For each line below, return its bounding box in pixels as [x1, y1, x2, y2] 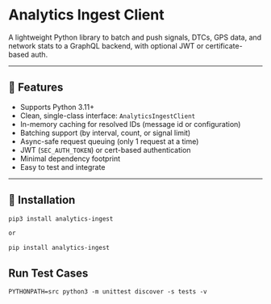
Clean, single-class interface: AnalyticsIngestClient [19, 111, 196, 120]
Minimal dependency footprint [19, 154, 121, 163]
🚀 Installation [8, 193, 76, 207]
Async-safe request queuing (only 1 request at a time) [19, 136, 199, 146]
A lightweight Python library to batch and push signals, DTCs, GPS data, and [8, 32, 262, 42]
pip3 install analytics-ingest [8, 214, 114, 223]
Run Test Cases [8, 266, 89, 280]
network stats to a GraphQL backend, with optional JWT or [8, 40, 204, 50]
